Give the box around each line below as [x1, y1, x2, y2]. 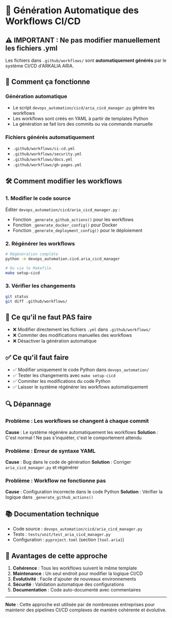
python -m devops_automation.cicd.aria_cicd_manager [5, 256, 120, 261]
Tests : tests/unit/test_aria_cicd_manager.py [12, 531, 111, 537]
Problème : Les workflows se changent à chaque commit [5, 418, 149, 425]
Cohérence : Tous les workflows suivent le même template [12, 565, 137, 571]
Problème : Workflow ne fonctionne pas [5, 477, 106, 485]
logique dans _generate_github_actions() [5, 494, 94, 500]
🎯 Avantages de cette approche [5, 552, 107, 560]
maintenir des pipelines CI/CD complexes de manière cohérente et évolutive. [5, 607, 167, 613]
